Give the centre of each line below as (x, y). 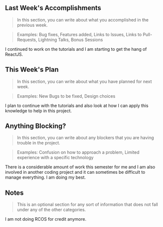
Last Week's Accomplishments (53, 8)
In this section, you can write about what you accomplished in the (83, 20)
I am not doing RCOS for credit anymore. (46, 219)
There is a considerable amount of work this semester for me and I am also (80, 167)
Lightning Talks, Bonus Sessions (71, 40)
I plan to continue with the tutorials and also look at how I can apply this (77, 105)
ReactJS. (14, 54)
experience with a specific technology (55, 158)
